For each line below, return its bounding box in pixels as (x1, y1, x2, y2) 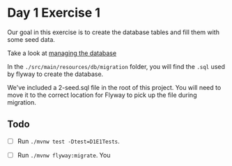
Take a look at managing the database (7, 49, 117, 57)
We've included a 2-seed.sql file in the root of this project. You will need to (7, 83, 222, 91)
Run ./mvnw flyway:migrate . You (17, 151, 111, 159)
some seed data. (7, 35, 56, 43)
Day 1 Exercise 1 (7, 5, 101, 21)
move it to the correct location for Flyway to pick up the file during (7, 91, 197, 99)
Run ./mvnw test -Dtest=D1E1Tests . (17, 137, 120, 145)
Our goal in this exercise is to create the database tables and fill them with (7, 28, 219, 36)
